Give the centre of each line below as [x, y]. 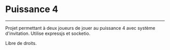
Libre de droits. [21, 43]
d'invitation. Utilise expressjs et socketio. [48, 33]
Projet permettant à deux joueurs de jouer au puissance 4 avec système [80, 28]
